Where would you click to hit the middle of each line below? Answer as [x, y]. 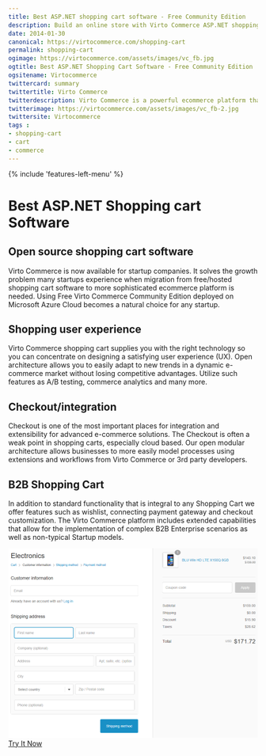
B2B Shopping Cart [56, 484]
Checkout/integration [63, 406]
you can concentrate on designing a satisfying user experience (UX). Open [131, 357]
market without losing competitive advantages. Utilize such [141, 374]
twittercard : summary [44, 83]
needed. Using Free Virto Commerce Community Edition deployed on [121, 296]
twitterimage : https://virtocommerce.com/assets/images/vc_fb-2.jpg [123, 108]
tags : [19, 125]
